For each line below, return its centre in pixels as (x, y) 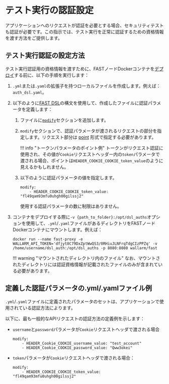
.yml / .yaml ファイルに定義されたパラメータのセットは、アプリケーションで (82, 301)
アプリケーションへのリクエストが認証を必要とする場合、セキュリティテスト (84, 25)
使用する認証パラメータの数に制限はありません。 (71, 206)
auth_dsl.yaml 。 (30, 92)
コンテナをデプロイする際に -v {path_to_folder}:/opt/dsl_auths (80, 217)
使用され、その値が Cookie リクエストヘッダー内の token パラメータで (90, 154)
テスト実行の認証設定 (50, 10)
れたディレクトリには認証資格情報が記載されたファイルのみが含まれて (85, 264)
